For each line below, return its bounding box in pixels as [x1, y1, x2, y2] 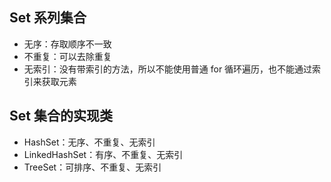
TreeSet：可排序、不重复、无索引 [23, 161, 162, 173]
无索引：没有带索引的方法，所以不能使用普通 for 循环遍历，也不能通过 [23, 63, 313, 75]
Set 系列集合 [9, 9, 87, 27]
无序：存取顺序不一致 [23, 38, 112, 50]
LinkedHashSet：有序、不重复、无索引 [23, 148, 184, 160]
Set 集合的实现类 [9, 108, 113, 125]
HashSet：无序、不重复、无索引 [23, 136, 156, 148]
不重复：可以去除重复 [23, 50, 112, 62]
